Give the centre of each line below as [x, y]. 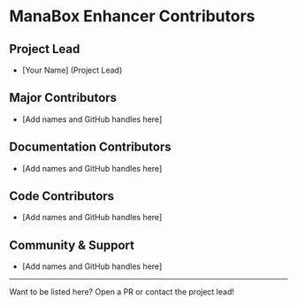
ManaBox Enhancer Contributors [132, 16]
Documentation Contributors [91, 147]
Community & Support [72, 245]
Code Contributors [62, 196]
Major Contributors [63, 98]
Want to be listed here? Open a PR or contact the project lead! [122, 292]
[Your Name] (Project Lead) [72, 70]
